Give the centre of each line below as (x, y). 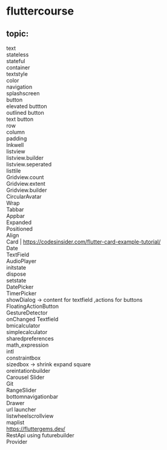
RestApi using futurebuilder (40, 435)
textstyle (17, 74)
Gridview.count (25, 177)
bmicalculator (23, 326)
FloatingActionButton (33, 306)
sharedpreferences (30, 339)
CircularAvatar (24, 196)
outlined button (25, 113)
